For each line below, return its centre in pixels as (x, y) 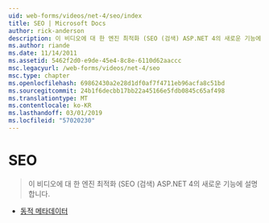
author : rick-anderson (46, 31)
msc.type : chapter (39, 76)
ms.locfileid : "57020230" (52, 121)
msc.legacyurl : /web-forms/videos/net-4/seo (84, 68)
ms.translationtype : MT (48, 98)
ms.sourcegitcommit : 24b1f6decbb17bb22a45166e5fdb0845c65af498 (117, 91)
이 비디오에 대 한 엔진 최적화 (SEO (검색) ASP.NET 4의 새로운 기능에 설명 (143, 184)
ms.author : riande (39, 46)
